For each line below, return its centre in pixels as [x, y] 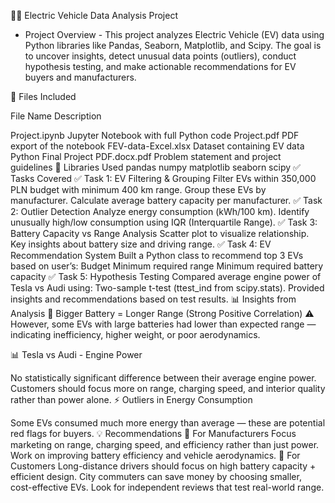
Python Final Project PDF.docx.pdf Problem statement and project [146, 156]
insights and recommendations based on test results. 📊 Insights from [153, 299]
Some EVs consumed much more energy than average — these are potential [168, 423]
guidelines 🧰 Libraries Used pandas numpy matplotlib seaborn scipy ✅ [155, 167]
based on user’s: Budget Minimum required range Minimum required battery [167, 266]
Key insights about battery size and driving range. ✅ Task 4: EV [141, 244]
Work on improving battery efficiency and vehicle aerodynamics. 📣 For [155, 455]
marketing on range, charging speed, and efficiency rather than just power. [165, 444]
